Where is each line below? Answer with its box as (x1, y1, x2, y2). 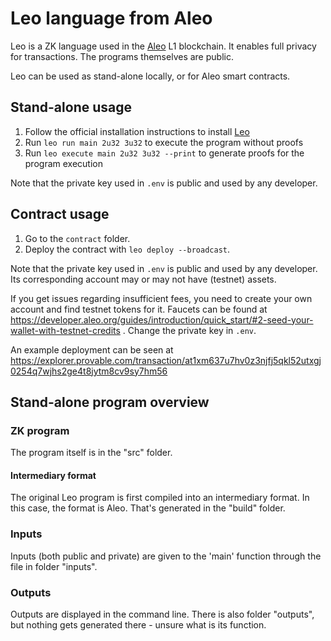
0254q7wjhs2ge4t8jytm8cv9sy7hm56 (10, 365, 168, 377)
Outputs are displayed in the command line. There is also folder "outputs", (10, 608, 315, 621)
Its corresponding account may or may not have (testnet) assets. (10, 273, 277, 285)
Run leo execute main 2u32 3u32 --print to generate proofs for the (24, 147, 305, 159)
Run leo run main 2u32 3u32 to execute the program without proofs (24, 136, 304, 148)
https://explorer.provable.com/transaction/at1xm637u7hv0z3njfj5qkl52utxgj (10, 354, 322, 366)
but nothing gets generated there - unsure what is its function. (10, 619, 267, 631)
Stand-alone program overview (10, 393, 210, 411)
